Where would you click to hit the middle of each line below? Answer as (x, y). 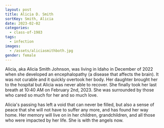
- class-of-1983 (26, 32)
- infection (22, 42)
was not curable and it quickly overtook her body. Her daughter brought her (82, 79)
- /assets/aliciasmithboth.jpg (41, 51)
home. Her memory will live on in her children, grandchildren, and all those (80, 115)
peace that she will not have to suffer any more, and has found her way (77, 110)
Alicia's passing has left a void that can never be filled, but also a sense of (80, 105)
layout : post (18, 10)
